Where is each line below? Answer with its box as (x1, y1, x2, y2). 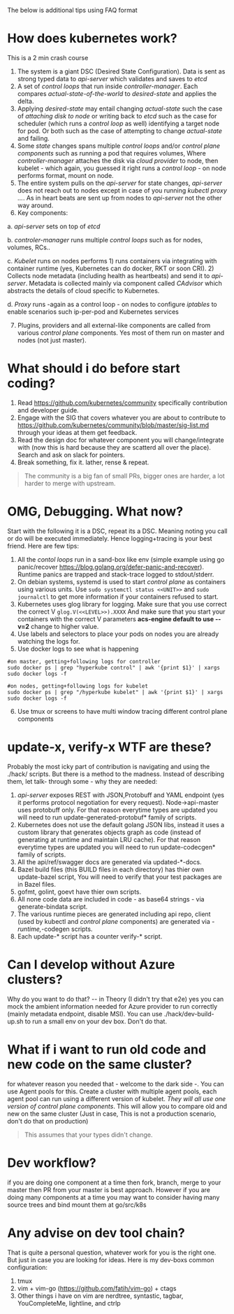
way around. (17, 201, 54, 209)
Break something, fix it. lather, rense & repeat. (17, 458, 149, 466)
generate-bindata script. (17, 902, 88, 911)
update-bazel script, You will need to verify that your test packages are (17, 872, 222, 881)
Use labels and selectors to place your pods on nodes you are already (17, 630, 219, 638)
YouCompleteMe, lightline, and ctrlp (17, 1299, 121, 1307)
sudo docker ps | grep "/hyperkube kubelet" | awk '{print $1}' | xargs (7, 689, 224, 696)
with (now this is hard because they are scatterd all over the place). (17, 443, 212, 451)
